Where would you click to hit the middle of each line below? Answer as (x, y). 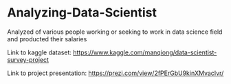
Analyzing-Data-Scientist (82, 13)
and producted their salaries (47, 39)
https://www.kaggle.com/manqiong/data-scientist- (145, 52)
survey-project (28, 59)
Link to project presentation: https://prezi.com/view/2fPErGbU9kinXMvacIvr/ (115, 73)
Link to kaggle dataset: (40, 52)
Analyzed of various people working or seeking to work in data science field (115, 32)
